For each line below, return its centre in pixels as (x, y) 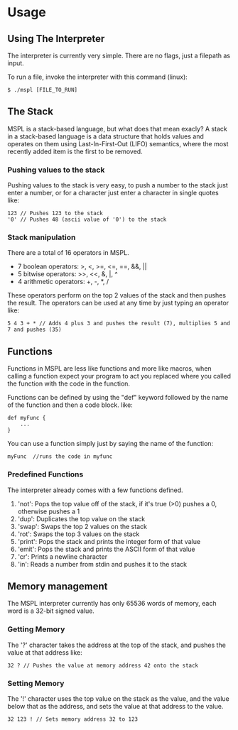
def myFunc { (27, 418)
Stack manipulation (42, 237)
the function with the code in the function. (69, 383)
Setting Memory (36, 683)
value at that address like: (45, 652)
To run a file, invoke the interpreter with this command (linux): (98, 77)
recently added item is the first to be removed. (75, 151)
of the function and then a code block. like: (70, 405)
